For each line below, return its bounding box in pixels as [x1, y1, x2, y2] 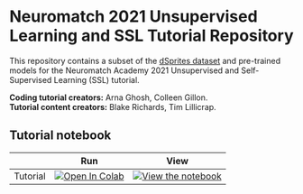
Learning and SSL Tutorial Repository [9, 25, 294, 46]
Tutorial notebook [9, 128, 112, 143]
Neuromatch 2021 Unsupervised [9, 6, 259, 27]
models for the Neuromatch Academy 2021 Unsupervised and [9, 65, 240, 76]
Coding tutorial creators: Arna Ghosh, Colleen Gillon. [9, 92, 208, 103]
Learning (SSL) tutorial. [53, 74, 140, 85]
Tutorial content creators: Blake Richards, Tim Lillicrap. [9, 101, 216, 112]
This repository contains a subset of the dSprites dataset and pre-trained [9, 55, 281, 66]
